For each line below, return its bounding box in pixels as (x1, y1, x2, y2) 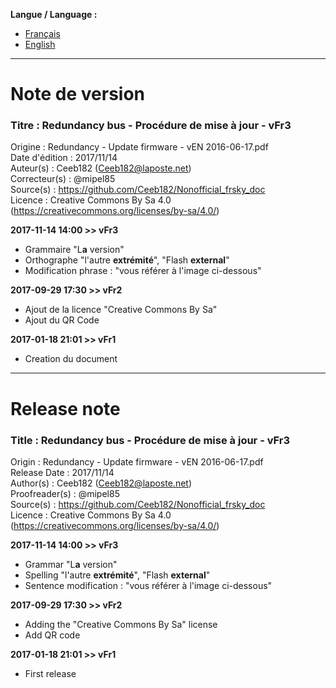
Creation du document (24, 353, 118, 365)
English (24, 39, 56, 50)
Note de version (10, 83, 146, 106)
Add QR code (24, 629, 81, 641)
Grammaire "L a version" (24, 244, 125, 256)
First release (24, 667, 77, 679)
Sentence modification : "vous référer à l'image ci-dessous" (24, 579, 273, 591)
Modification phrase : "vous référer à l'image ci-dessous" (24, 265, 262, 277)
